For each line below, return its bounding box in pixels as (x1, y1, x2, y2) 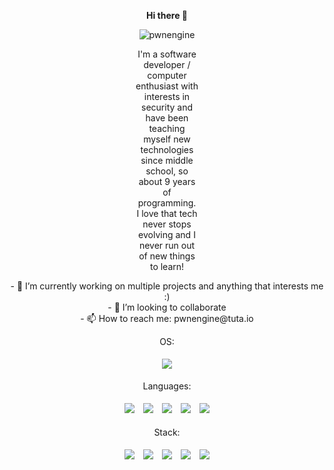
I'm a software (137, 48, 197, 60)
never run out (138, 240, 196, 251)
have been (145, 112, 189, 124)
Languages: (142, 380, 192, 392)
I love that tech (136, 208, 198, 219)
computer (147, 70, 187, 81)
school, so (145, 165, 189, 177)
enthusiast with (135, 80, 199, 92)
